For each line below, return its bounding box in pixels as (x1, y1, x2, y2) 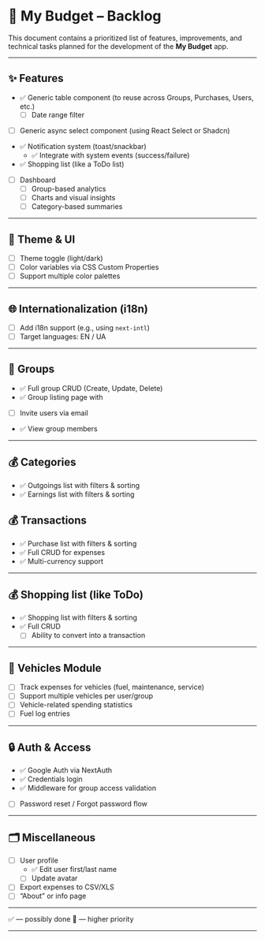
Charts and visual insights (31, 193, 116, 202)
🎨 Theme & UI (8, 233, 76, 246)
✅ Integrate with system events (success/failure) (31, 150, 190, 160)
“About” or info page (19, 891, 87, 901)
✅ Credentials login (19, 774, 83, 784)
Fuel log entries (19, 709, 71, 718)
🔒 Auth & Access (8, 740, 91, 754)
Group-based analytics (31, 184, 106, 193)
